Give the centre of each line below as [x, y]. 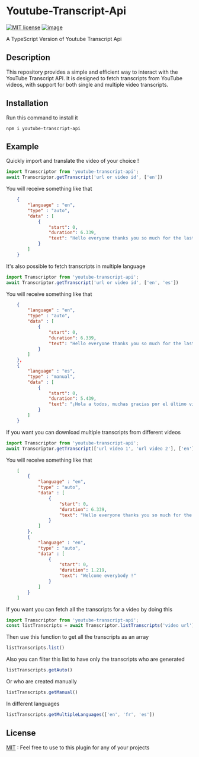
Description [28, 58]
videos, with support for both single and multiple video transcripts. [87, 84]
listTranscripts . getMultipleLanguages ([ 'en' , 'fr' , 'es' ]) [81, 714]
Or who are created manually [41, 681]
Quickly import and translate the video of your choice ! [73, 161]
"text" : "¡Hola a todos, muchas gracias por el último [117, 404]
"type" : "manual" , [52, 376]
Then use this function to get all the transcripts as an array [78, 637]
